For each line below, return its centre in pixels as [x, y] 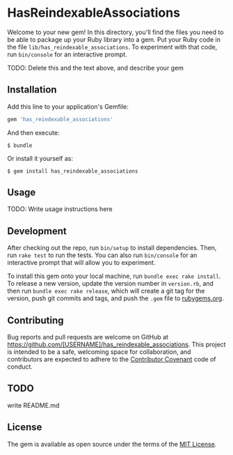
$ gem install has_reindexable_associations [73, 171]
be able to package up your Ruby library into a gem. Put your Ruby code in [114, 39]
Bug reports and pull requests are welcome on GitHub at [88, 337]
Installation [32, 90]
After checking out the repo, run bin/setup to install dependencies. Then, [112, 248]
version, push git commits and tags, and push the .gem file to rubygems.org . [116, 298]
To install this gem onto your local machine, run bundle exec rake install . [114, 276]
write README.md [33, 405]
